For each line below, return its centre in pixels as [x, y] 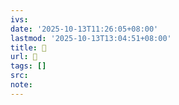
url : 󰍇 [24, 57]
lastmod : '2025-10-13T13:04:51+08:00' [91, 38]
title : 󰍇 [28, 47]
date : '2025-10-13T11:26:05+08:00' [84, 29]
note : [21, 85]
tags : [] [28, 66]
